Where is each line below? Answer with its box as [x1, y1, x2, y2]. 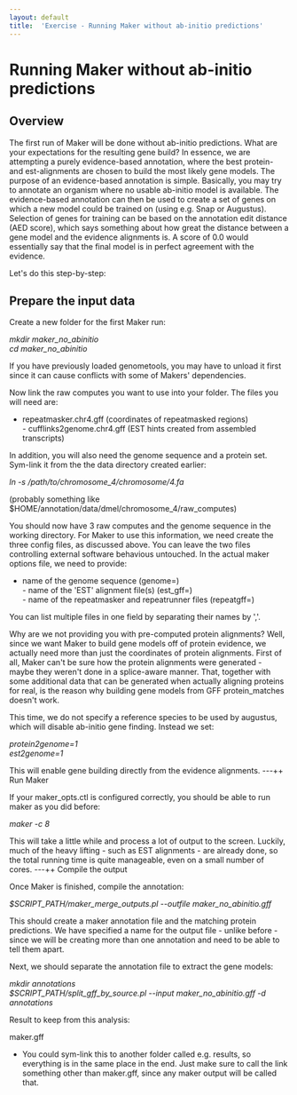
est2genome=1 [9, 748, 64, 759]
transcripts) [21, 432, 65, 444]
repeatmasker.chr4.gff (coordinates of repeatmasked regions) [21, 414, 248, 425]
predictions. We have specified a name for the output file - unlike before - [9, 925, 278, 936]
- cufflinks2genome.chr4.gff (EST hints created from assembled [21, 424, 257, 434]
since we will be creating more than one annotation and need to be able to [9, 934, 280, 946]
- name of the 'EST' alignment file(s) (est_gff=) [21, 585, 193, 596]
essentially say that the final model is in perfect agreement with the [9, 241, 254, 251]
